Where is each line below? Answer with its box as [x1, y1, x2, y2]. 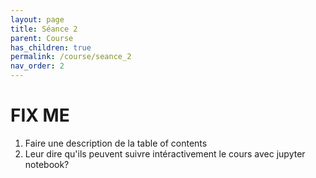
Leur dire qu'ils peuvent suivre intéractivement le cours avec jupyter [24, 147, 306, 160]
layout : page [10, 14, 65, 25]
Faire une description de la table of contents [24, 137, 208, 149]
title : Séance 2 [10, 24, 78, 34]
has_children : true [10, 42, 92, 53]
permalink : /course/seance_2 [10, 52, 132, 62]
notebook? [24, 158, 70, 170]
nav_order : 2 [10, 61, 65, 71]
